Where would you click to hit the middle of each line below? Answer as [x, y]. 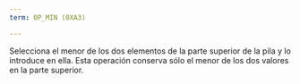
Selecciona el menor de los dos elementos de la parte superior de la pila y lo [150, 51]
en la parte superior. [47, 70]
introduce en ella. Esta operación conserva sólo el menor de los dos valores [149, 60]
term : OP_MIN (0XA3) [48, 17]
